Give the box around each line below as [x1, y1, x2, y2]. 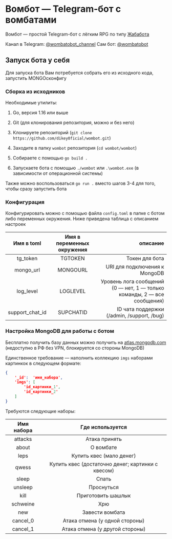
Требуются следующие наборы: [5, 408, 76, 414]
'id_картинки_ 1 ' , [24, 384, 60, 390]
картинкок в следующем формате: [5, 360, 81, 366]
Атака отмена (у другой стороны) [61, 525, 146, 532]
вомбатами [5, 14, 57, 26]
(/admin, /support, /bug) [106, 312, 164, 319]
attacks [14, 435, 32, 442]
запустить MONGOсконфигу [5, 75, 67, 81]
